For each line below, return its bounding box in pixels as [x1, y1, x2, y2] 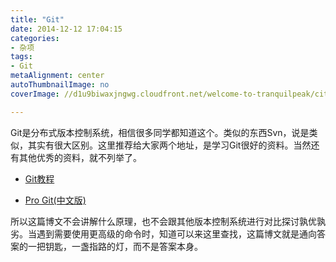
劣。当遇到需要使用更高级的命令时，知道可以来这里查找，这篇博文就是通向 [10, 227, 317, 240]
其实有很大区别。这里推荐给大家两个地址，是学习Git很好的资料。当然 [27, 139, 312, 151]
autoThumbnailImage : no [10, 80, 110, 90]
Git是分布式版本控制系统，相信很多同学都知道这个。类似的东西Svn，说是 [10, 126, 310, 138]
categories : [10, 33, 60, 43]
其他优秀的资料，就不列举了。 [18, 151, 142, 163]
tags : [10, 52, 33, 62]
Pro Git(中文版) [24, 194, 87, 206]
